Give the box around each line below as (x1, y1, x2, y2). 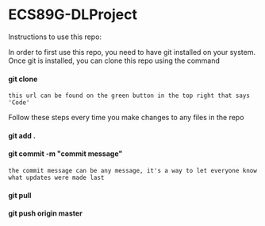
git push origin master (8, 208, 83, 218)
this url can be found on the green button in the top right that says (8, 92, 250, 100)
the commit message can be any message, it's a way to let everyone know (8, 166, 258, 174)
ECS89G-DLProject (8, 6, 137, 24)
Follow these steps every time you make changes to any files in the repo (8, 113, 244, 123)
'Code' (8, 99, 30, 107)
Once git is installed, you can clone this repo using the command (8, 56, 221, 65)
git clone (8, 74, 38, 84)
